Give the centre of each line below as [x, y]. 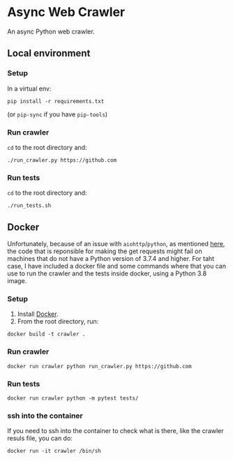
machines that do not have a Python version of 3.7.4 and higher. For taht [111, 259]
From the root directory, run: [58, 322]
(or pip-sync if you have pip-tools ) [58, 114]
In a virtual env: [29, 89]
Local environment [49, 53]
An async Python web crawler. [51, 31]
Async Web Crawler [66, 12]
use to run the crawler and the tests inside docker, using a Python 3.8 [107, 273]
